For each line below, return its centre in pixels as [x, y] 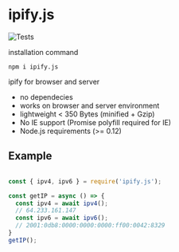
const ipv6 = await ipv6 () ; [62, 218]
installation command [43, 52]
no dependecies [46, 96]
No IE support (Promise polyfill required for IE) [95, 122]
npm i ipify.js [33, 67]
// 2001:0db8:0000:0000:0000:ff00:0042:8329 [90, 226]
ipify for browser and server [54, 81]
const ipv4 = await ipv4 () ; [62, 203]
